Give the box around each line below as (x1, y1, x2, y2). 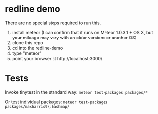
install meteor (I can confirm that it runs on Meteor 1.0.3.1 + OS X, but (12, 29, 153, 35)
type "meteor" (12, 50, 42, 56)
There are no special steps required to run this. (5, 20, 101, 26)
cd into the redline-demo (12, 45, 63, 51)
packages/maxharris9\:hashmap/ (5, 104, 70, 109)
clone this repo (12, 39, 43, 45)
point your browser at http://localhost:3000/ (12, 55, 103, 61)
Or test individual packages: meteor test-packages (5, 99, 108, 105)
